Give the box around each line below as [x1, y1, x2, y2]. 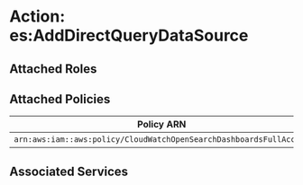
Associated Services [9, 163, 129, 179]
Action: [9, 6, 66, 27]
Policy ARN [136, 119, 187, 131]
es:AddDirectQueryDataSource [9, 25, 249, 46]
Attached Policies [9, 92, 111, 107]
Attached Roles [9, 61, 97, 76]
